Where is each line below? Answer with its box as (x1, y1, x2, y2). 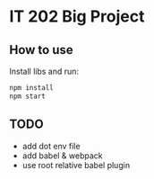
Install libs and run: (9, 66, 79, 76)
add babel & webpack (21, 150, 103, 161)
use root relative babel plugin (21, 159, 131, 170)
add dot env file (21, 140, 81, 151)
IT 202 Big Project (9, 6, 145, 27)
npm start (9, 92, 47, 101)
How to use (9, 42, 73, 58)
